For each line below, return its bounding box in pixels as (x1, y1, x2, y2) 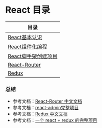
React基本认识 (8, 34, 42, 41)
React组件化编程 (8, 43, 47, 50)
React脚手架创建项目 (8, 52, 58, 59)
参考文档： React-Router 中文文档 (12, 98, 83, 104)
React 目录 (5, 4, 50, 16)
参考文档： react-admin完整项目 (12, 105, 79, 111)
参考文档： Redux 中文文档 (12, 111, 68, 117)
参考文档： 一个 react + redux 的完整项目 (12, 117, 98, 123)
